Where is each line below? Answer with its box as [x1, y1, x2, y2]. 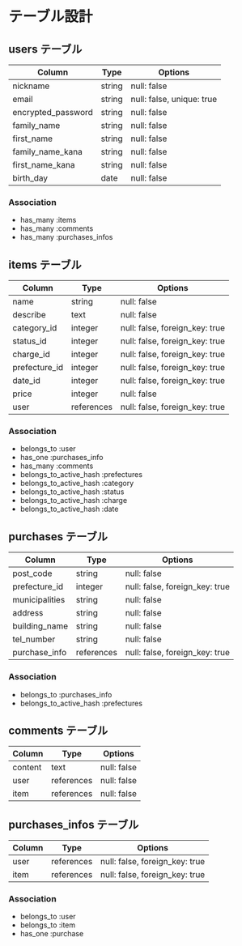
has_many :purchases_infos [19, 232, 113, 242]
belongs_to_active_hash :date [19, 504, 119, 514]
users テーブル [8, 42, 83, 56]
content [12, 762, 42, 773]
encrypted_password [12, 107, 93, 117]
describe [12, 309, 46, 321]
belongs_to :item [19, 920, 76, 930]
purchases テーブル [8, 530, 108, 543]
